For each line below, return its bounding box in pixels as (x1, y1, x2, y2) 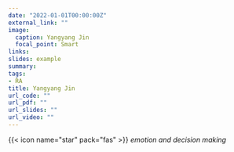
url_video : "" (8, 114, 55, 121)
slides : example (8, 56, 61, 63)
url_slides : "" (8, 107, 58, 114)
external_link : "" (8, 19, 68, 27)
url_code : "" (8, 92, 51, 100)
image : (8, 26, 30, 34)
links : (8, 48, 30, 56)
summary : (8, 63, 37, 71)
